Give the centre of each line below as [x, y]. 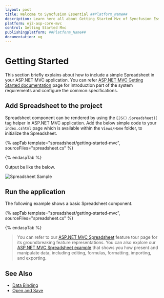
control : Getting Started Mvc [36, 28]
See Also [19, 273]
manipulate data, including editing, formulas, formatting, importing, [84, 253]
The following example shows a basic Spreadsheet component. [69, 203]
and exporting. [32, 258]
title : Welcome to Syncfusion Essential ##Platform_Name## [66, 14]
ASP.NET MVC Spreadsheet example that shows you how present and [88, 248]
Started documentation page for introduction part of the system [69, 85]
